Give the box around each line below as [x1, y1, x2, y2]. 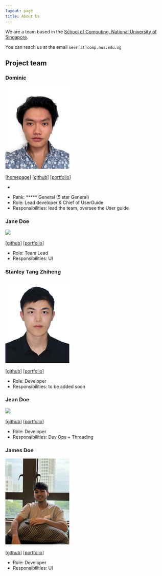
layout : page [5, 8, 33, 13]
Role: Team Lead [12, 250, 49, 256]
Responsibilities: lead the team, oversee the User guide [12, 205, 129, 211]
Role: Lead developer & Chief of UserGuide [12, 199, 104, 206]
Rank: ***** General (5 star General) [12, 194, 89, 200]
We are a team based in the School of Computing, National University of [5, 28, 157, 34]
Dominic [5, 74, 27, 81]
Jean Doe [5, 396, 30, 403]
